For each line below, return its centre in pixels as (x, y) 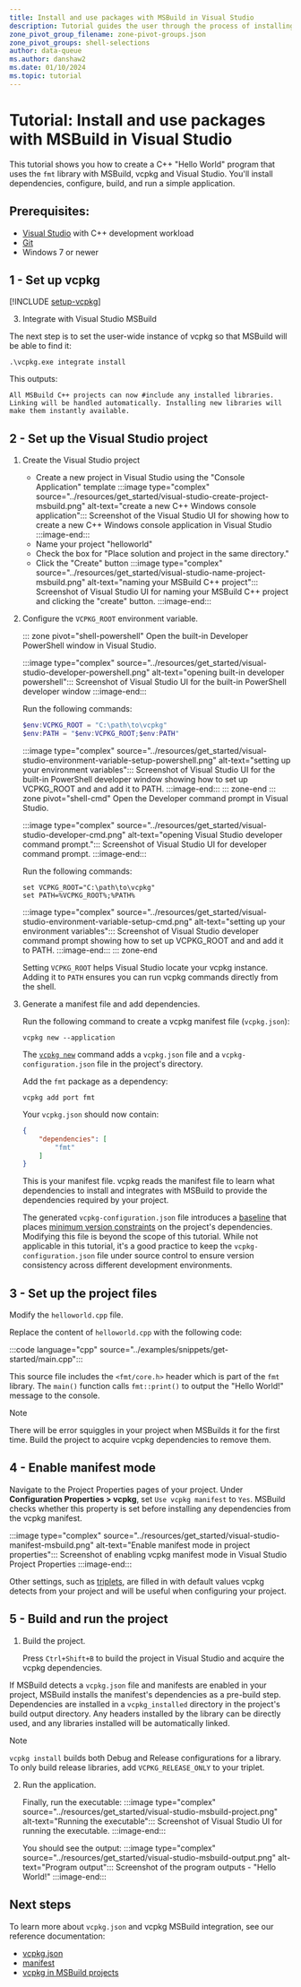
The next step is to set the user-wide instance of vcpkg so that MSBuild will (148, 336)
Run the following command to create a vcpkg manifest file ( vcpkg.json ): (156, 1021)
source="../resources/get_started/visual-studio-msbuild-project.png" (150, 1811)
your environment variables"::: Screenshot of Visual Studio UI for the (149, 769)
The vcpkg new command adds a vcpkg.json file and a (121, 1054)
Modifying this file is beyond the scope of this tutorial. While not (140, 1237)
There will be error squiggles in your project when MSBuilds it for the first (145, 1430)
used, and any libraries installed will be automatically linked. (120, 1723)
